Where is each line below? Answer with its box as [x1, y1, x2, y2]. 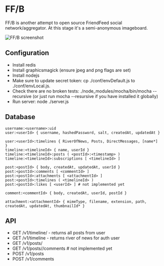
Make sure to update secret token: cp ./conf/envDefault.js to [12, 77, 135, 83]
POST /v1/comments [12, 256, 54, 262]
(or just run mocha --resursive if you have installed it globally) [33, 93, 159, 99]
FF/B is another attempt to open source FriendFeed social [5, 20, 123, 26]
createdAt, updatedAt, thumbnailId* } [5, 203, 85, 208]
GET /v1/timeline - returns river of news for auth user [12, 235, 120, 241]
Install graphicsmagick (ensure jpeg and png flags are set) [12, 67, 131, 73]
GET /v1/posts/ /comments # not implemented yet [12, 245, 113, 252]
